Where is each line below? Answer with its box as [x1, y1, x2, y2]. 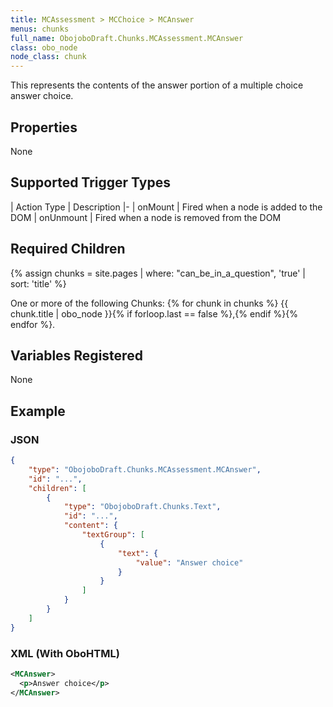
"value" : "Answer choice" [135, 557, 244, 568]
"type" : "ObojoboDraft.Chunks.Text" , [63, 502, 222, 512]
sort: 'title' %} [10, 277, 67, 290]
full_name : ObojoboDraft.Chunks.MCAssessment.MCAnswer [10, 33, 244, 43]
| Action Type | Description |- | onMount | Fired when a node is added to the [10, 201, 323, 213]
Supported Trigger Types [10, 174, 171, 191]
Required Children [10, 241, 126, 258]
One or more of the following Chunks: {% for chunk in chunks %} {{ [10, 297, 289, 309]
